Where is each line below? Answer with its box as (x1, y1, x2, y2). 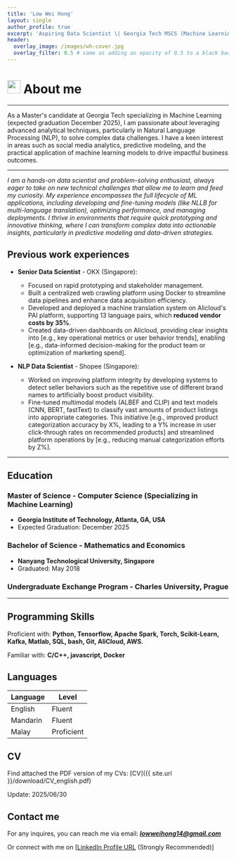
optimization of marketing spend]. (27, 348, 126, 357)
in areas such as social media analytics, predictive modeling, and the (7, 141, 206, 149)
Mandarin (11, 715, 43, 725)
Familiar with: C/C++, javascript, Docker (7, 651, 125, 659)
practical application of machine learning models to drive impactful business (7, 148, 228, 157)
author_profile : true (7, 23, 71, 30)
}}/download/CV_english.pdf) (7, 776, 91, 785)
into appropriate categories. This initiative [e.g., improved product (27, 413, 218, 421)
